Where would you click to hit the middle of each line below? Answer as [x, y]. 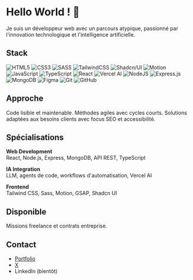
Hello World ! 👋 [43, 12]
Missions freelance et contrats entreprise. [57, 226]
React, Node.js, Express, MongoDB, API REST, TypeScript [76, 158]
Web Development [29, 151]
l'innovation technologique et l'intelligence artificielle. [71, 34]
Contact [21, 244]
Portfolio [25, 258]
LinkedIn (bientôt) [36, 271]
